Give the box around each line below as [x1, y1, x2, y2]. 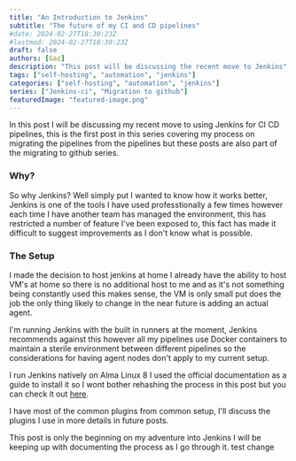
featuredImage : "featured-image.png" [9, 95, 149, 104]
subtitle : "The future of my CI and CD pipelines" [9, 21, 200, 30]
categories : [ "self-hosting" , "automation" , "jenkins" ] [9, 79, 220, 88]
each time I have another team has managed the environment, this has [9, 209, 267, 219]
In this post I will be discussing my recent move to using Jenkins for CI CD [9, 119, 280, 130]
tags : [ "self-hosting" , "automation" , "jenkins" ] [9, 71, 197, 80]
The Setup [9, 250, 55, 262]
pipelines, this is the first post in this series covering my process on [9, 129, 255, 140]
